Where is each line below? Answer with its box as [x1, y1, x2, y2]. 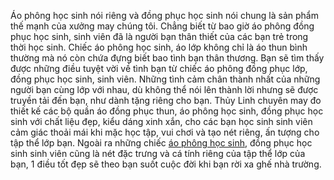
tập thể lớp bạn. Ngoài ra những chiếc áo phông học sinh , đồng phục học [10, 137, 313, 149]
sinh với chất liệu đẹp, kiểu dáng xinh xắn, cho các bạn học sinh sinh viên [10, 116, 313, 127]
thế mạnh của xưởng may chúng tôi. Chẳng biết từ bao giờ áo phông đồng [10, 20, 315, 32]
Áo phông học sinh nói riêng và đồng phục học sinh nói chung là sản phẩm [10, 10, 319, 21]
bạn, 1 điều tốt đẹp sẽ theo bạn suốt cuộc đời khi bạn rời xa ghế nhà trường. [10, 158, 322, 170]
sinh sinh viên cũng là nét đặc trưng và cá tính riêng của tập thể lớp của [10, 148, 306, 159]
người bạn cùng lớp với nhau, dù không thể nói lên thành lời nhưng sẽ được [10, 84, 319, 95]
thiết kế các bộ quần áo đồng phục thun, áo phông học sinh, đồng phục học [10, 105, 324, 117]
